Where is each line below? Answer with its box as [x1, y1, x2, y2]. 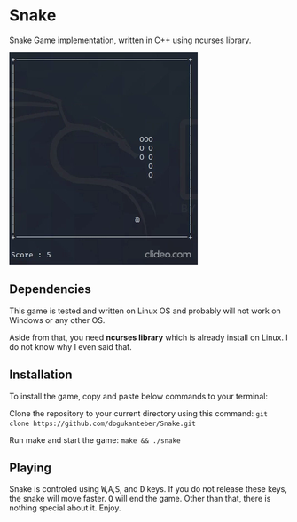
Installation [9, 368, 73, 383]
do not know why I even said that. [9, 341, 132, 352]
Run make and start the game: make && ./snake [9, 434, 181, 445]
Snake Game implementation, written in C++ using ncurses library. [9, 35, 252, 45]
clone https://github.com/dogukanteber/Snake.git [9, 419, 197, 428]
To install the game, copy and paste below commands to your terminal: [9, 391, 269, 401]
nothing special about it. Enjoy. [9, 502, 121, 513]
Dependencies [9, 281, 91, 297]
